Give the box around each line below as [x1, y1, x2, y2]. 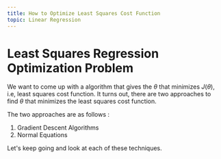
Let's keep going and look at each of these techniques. [7, 144, 162, 152]
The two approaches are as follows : [7, 111, 110, 119]
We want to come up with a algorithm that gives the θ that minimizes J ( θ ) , [7, 83, 216, 91]
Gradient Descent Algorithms [16, 124, 99, 132]
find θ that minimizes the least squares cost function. [7, 97, 157, 106]
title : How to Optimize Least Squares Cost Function [7, 10, 161, 17]
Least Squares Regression [7, 46, 159, 61]
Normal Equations [16, 131, 68, 139]
